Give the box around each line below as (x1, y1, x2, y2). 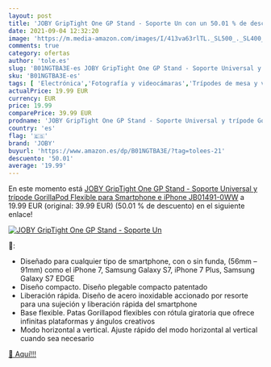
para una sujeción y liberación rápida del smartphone (19, 299, 198, 309)
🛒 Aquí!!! (8, 349, 37, 359)
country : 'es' (8, 124, 56, 132)
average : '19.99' (8, 162, 67, 170)
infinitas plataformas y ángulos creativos (19, 316, 156, 327)
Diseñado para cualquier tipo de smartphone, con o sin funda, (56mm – (19, 256, 258, 266)
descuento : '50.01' (8, 154, 74, 162)
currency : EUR (8, 94, 56, 102)
